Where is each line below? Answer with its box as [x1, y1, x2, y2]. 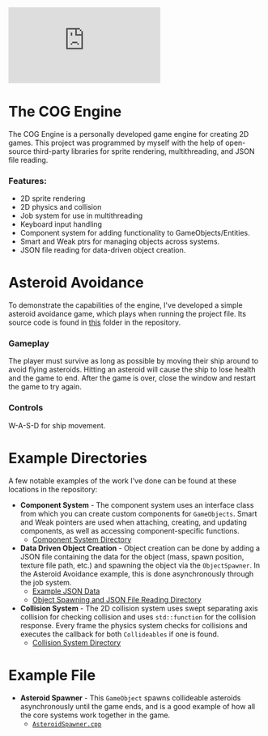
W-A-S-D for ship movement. [8, 420, 106, 430]
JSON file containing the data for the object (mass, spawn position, [19, 551, 245, 561]
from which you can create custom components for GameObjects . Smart [19, 508, 257, 518]
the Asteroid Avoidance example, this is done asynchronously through [19, 568, 254, 578]
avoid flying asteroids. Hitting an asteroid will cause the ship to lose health [8, 364, 257, 375]
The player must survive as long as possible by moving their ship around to [8, 356, 259, 366]
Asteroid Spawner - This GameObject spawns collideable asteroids [19, 692, 241, 703]
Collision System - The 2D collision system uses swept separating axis [19, 603, 258, 613]
